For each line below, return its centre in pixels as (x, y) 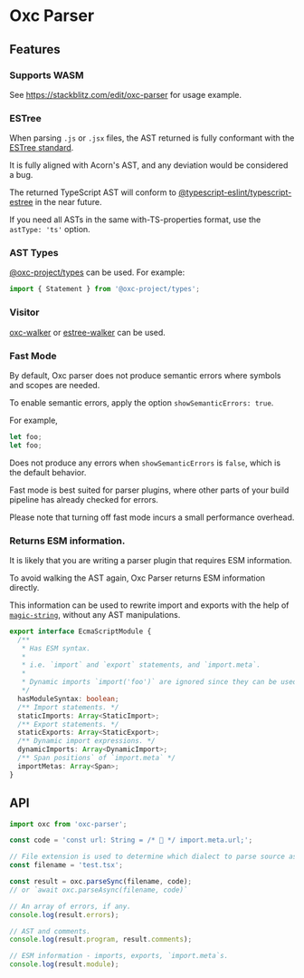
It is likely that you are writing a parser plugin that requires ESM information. (151, 560)
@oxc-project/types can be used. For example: (97, 272)
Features (35, 49)
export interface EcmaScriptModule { (81, 631)
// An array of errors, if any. (70, 906)
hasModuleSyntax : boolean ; (68, 699)
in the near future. (68, 202)
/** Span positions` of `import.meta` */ (97, 758)
